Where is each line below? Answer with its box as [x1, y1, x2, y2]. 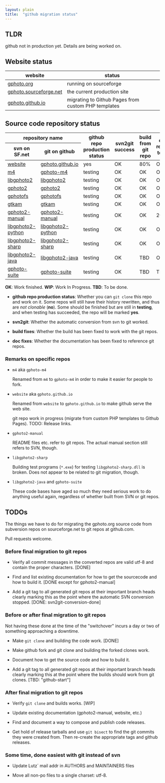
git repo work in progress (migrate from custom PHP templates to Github [12, 415, 159, 421]
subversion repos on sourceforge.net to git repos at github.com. [5, 526, 135, 532]
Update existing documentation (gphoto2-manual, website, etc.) [12, 710, 142, 715]
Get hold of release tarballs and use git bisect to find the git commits [12, 729, 155, 735]
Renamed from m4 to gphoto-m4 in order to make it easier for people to [12, 376, 153, 382]
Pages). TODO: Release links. [12, 421, 72, 427]
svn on [13, 145, 30, 152]
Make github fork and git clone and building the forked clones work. [12, 647, 150, 653]
